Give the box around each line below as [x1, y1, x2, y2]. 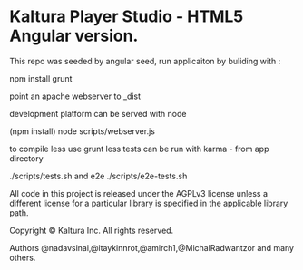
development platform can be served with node [9, 108, 187, 119]
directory [9, 152, 44, 164]
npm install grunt [9, 72, 73, 83]
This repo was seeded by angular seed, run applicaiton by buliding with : [9, 55, 281, 66]
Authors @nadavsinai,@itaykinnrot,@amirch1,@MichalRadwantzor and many [9, 242, 295, 253]
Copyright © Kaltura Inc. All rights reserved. [9, 225, 174, 236]
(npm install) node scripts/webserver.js [9, 125, 156, 137]
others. [9, 252, 36, 263]
